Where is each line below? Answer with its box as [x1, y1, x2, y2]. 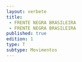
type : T [6, 42, 26, 48]
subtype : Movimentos [6, 47, 58, 53]
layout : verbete [6, 8, 47, 15]
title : [6, 14, 23, 20]
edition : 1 [6, 36, 34, 42]
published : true [6, 31, 47, 37]
